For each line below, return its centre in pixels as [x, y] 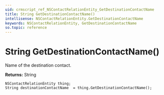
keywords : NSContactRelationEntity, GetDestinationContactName [71, 23]
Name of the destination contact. [38, 65]
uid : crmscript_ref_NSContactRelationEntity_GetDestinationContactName [80, 9]
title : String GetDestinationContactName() [50, 14]
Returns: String [21, 75]
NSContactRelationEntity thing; [38, 84]
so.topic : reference [26, 28]
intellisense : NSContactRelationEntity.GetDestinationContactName [74, 19]
